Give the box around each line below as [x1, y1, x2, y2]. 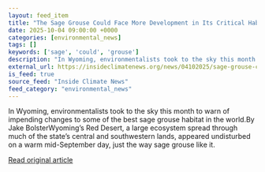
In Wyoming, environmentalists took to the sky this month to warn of [8, 107, 230, 116]
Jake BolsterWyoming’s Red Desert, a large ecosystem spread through [8, 123, 238, 133]
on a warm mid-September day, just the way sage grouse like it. [8, 140, 215, 150]
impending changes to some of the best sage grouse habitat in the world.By [8, 115, 255, 125]
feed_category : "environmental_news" [8, 84, 132, 93]
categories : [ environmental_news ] [8, 33, 122, 42]
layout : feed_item [8, 11, 69, 20]
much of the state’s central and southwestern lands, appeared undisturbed [8, 132, 251, 141]
